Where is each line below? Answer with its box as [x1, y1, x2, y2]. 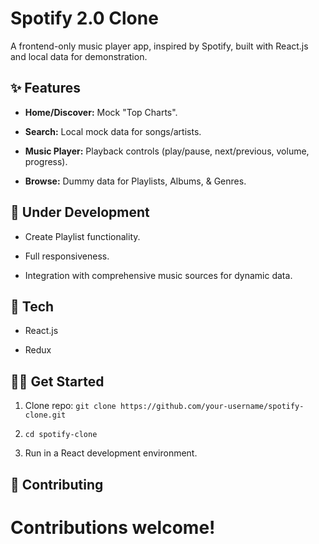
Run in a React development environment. [24, 447, 198, 459]
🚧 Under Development [10, 204, 150, 221]
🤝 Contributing [10, 476, 104, 493]
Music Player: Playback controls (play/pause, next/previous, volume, [24, 145, 310, 157]
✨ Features [10, 80, 81, 97]
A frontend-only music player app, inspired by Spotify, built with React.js [10, 40, 309, 52]
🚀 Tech [10, 298, 55, 315]
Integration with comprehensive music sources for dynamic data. [24, 269, 293, 281]
